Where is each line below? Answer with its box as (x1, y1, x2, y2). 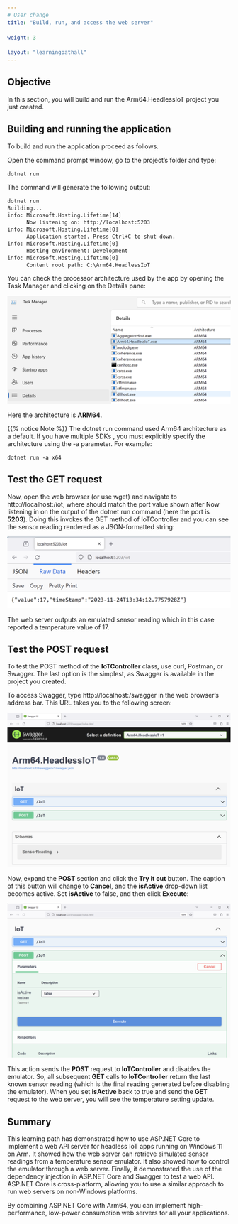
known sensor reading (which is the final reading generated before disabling (7, 1080, 230, 1088)
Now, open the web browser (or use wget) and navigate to (7, 492, 177, 501)
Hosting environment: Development (25, 247, 129, 254)
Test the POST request (7, 643, 109, 655)
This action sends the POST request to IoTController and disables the (7, 1065, 211, 1073)
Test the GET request (7, 473, 103, 486)
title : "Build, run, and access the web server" (7, 18, 154, 26)
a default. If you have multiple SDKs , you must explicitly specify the (7, 432, 205, 440)
